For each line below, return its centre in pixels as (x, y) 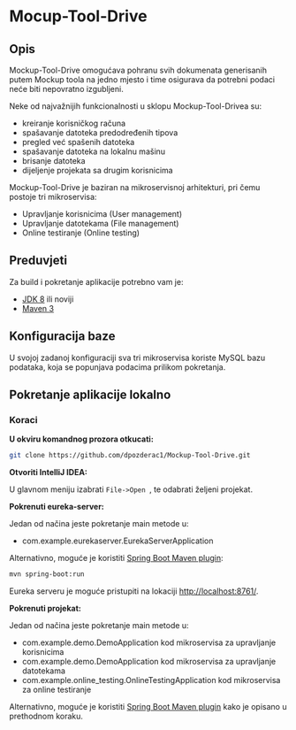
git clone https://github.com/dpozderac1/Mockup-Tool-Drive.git (130, 456)
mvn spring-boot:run (47, 574)
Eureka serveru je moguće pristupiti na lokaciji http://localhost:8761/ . (134, 591)
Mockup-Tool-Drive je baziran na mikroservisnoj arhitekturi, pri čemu (135, 187)
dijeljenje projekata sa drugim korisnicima (98, 170)
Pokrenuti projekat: (45, 609)
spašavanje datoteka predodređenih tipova (100, 133)
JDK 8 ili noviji (48, 299)
